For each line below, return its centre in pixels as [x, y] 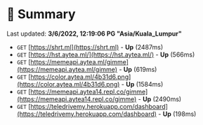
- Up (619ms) [138, 69]
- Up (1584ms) [142, 84]
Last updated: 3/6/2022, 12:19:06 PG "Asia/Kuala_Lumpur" [94, 34]
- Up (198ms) [177, 114]
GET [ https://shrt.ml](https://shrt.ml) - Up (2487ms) [90, 47]
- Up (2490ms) [160, 99]
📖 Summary [41, 14]
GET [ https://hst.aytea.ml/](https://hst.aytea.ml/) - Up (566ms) [106, 54]
